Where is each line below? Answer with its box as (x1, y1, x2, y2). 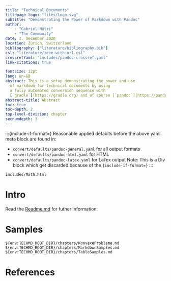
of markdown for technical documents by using (10, 83, 110, 88)
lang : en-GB (5, 74, 31, 79)
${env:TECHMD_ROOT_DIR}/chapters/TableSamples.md (5, 249, 113, 254)
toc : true (5, 102, 26, 107)
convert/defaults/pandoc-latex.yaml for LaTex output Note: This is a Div (12, 156, 165, 162)
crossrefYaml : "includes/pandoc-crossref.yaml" (5, 55, 108, 60)
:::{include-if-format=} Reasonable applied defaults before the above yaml (5, 130, 161, 136)
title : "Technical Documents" (5, 7, 70, 13)
